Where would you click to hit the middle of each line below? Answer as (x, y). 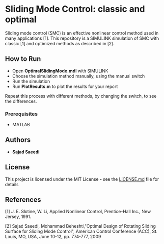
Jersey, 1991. (18, 217)
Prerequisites (21, 114)
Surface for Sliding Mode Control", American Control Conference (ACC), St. (82, 231)
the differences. (21, 101)
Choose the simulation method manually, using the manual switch (79, 76)
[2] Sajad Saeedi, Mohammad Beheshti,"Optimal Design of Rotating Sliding (81, 226)
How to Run (23, 59)
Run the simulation (31, 81)
